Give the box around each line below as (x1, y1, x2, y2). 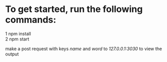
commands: (5, 14, 57, 25)
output (5, 51, 19, 57)
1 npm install (5, 30, 31, 36)
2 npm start (5, 36, 29, 42)
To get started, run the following (5, 3, 143, 15)
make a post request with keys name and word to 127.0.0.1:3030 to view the (5, 45, 162, 51)
